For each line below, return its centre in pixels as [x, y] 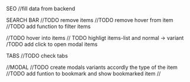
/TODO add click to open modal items [52, 44]
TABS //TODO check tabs [37, 56]
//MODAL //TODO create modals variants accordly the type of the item [92, 67]
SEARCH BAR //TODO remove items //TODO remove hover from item [90, 20]
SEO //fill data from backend [41, 9]
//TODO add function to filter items [48, 26]
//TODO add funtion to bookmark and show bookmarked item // [83, 73]
